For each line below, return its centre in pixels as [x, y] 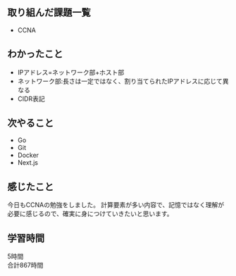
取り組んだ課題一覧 [49, 13]
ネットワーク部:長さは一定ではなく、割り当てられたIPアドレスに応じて [120, 81]
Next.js [28, 163]
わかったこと [35, 54]
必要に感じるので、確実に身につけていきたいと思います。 [91, 214]
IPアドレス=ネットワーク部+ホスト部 [71, 72]
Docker [28, 155]
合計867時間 [25, 265]
